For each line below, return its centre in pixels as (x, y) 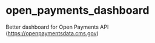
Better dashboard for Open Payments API (57, 27)
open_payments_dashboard (77, 10)
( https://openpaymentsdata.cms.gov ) (52, 33)
